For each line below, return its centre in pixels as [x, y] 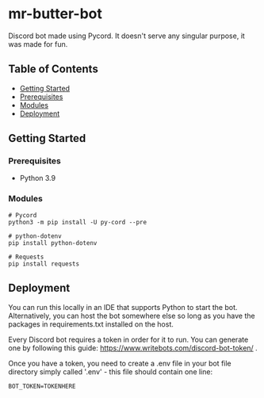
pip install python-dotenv [53, 243]
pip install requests [44, 264]
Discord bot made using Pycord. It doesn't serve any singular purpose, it [127, 36]
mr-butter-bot [55, 14]
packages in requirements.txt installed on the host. [91, 324]
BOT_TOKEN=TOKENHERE [42, 386]
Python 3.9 [38, 178]
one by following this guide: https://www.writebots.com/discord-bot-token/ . [133, 348]
